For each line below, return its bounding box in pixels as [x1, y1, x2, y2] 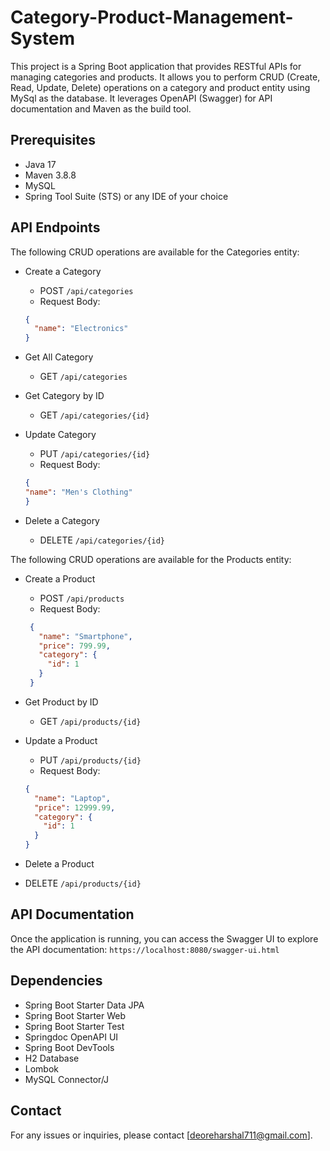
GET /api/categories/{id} [39, 409, 150, 421]
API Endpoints [10, 219, 101, 236]
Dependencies [10, 972, 103, 990]
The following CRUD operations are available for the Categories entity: [10, 246, 300, 258]
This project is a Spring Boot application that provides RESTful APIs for [10, 60, 302, 72]
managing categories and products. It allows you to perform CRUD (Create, [10, 71, 321, 83]
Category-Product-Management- [10, 6, 294, 29]
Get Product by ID [24, 696, 99, 708]
